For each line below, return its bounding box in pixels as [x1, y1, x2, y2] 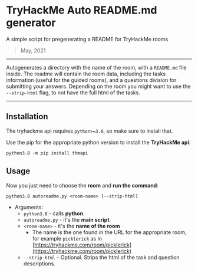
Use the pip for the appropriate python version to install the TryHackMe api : [6, 139, 191, 146]
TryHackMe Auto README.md [6, 4, 157, 17]
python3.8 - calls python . [23, 210, 85, 217]
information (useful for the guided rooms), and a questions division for [6, 76, 177, 83]
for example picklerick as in [32, 235, 102, 242]
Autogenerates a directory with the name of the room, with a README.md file [6, 64, 187, 71]
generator [6, 16, 56, 29]
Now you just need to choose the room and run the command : [6, 182, 159, 189]
